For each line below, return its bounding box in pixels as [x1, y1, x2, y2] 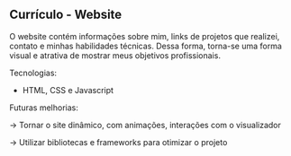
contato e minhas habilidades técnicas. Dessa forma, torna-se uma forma [9, 40, 282, 51]
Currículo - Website [9, 7, 123, 22]
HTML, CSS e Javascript [22, 84, 114, 95]
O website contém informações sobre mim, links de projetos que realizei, [9, 30, 280, 41]
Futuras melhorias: [9, 102, 78, 113]
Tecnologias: [9, 67, 57, 78]
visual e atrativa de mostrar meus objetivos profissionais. [9, 49, 221, 61]
